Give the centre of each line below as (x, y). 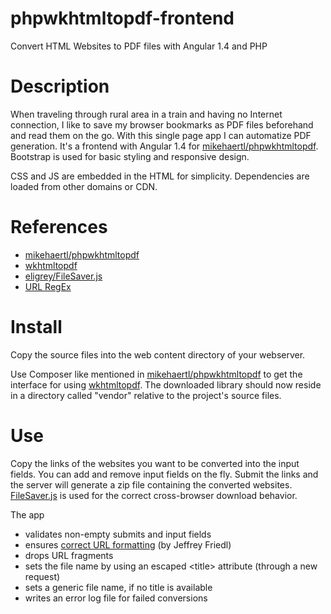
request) (42, 576)
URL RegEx (48, 286)
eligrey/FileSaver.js (63, 276)
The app (27, 514)
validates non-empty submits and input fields (118, 534)
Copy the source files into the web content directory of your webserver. (158, 354)
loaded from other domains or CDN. (84, 186)
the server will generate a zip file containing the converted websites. (151, 484)
